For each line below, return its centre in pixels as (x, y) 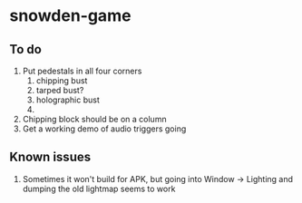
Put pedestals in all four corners (82, 71)
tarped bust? (60, 90)
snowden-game (70, 16)
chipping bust (62, 81)
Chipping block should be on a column (94, 119)
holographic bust (68, 100)
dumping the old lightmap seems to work (99, 188)
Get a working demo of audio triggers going (104, 129)
